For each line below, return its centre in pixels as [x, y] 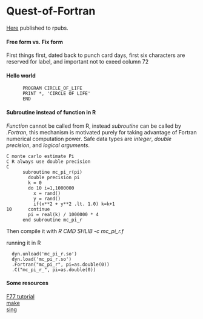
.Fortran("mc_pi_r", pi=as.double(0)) [61, 265]
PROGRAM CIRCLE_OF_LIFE [52, 88]
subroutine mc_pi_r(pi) [52, 172]
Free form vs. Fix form [35, 42]
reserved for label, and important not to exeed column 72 [78, 62]
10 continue [28, 209]
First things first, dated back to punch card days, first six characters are [96, 55]
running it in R [24, 243]
